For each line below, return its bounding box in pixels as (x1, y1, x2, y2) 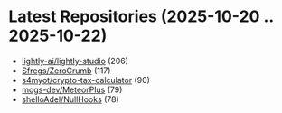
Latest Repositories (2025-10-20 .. (8, 6, 275, 27)
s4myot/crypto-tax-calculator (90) (21, 74, 151, 85)
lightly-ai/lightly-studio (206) (21, 55, 128, 66)
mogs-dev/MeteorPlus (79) (21, 84, 123, 95)
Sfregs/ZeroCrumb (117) (21, 65, 111, 76)
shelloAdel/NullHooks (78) (21, 93, 119, 105)
